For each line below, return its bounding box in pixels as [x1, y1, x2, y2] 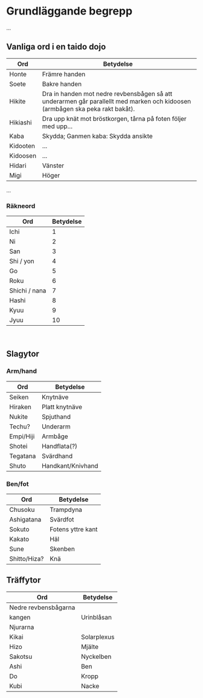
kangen [9, 613, 31, 621]
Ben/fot [6, 479, 29, 488]
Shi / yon [9, 257, 34, 265]
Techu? [9, 422, 30, 430]
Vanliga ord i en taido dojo [6, 42, 106, 52]
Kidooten [9, 141, 35, 150]
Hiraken [9, 402, 31, 411]
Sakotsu [9, 652, 33, 661]
